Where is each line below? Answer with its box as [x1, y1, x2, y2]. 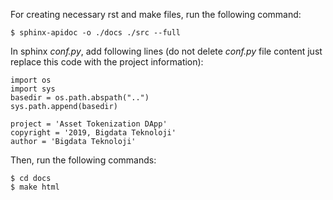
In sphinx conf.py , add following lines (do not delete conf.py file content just [10, 45, 323, 57]
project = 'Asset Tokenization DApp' [10, 119, 168, 129]
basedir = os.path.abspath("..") [10, 93, 150, 103]
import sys [10, 84, 56, 94]
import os [10, 75, 52, 85]
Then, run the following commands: [10, 154, 157, 166]
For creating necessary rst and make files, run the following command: [10, 9, 302, 20]
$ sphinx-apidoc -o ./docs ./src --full [10, 28, 182, 38]
